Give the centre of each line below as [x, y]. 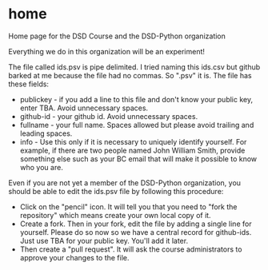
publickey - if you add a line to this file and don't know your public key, [136, 99]
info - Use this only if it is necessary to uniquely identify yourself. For [133, 141]
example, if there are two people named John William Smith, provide [132, 150]
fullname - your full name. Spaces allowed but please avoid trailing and [137, 125]
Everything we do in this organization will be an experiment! [107, 51]
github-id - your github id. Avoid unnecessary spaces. [109, 116]
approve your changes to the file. [74, 257]
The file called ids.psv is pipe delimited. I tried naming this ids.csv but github [134, 67]
